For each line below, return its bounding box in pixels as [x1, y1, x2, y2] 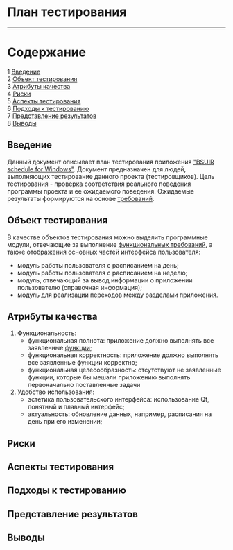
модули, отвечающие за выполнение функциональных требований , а [7, 240, 213, 248]
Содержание [7, 44, 87, 60]
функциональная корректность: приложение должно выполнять [27, 351, 219, 359]
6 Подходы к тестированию [7, 104, 89, 112]
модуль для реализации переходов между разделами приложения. [17, 291, 218, 299]
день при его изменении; [27, 418, 103, 426]
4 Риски [7, 89, 31, 98]
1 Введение [7, 67, 41, 76]
